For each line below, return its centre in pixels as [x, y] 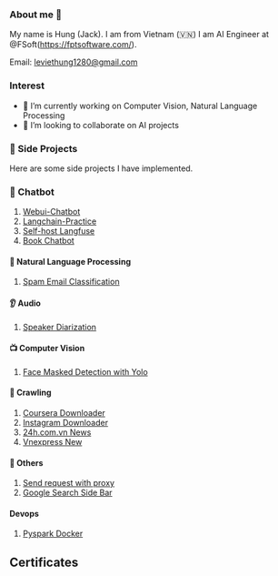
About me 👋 [35, 15]
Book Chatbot [48, 241]
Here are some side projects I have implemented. [101, 168]
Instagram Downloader [65, 423]
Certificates [44, 562]
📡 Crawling [30, 393]
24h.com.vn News [57, 432]
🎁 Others [26, 462]
